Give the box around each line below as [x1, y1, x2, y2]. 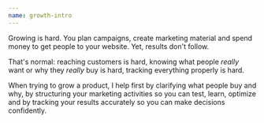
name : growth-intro [8, 11, 73, 20]
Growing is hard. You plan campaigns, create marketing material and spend [8, 33, 253, 43]
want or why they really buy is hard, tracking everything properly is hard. [8, 65, 244, 75]
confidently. [8, 106, 47, 115]
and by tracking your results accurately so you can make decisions [8, 97, 225, 106]
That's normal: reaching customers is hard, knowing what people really [8, 57, 240, 66]
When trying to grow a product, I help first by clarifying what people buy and [8, 80, 257, 90]
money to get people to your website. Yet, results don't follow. [8, 41, 210, 51]
